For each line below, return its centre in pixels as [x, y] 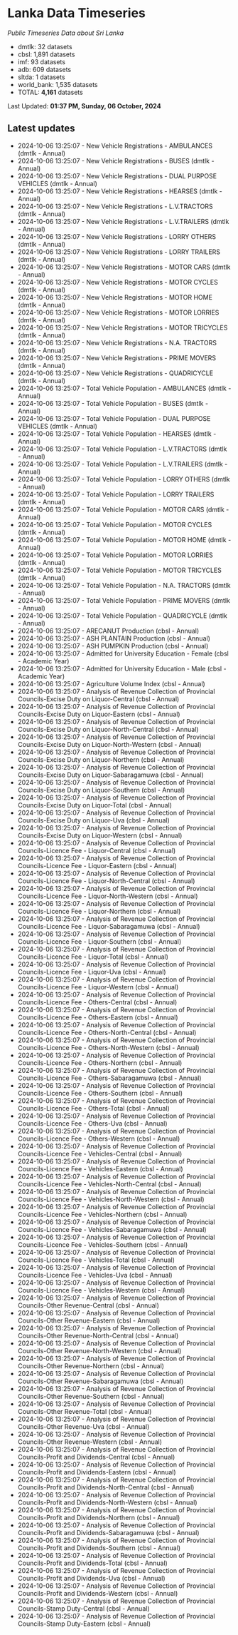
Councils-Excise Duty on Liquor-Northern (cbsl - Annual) [101, 759]
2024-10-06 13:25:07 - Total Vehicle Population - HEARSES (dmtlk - [117, 434]
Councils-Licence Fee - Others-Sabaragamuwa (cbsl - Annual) [109, 1078]
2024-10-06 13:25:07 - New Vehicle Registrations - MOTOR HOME [115, 297]
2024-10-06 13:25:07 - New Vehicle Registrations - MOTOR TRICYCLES [123, 327]
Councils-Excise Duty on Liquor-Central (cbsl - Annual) [98, 699]
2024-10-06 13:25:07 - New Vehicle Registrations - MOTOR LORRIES [118, 312]
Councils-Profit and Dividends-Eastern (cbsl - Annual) [97, 1472]
